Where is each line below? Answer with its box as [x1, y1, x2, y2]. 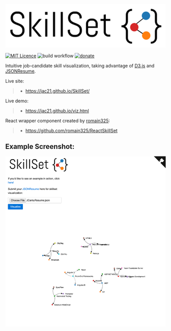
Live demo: [5, 98, 29, 104]
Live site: [5, 78, 24, 84]
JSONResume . [5, 68, 36, 74]
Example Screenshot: [5, 142, 75, 151]
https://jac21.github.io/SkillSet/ [25, 87, 90, 94]
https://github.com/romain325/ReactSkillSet [25, 127, 118, 134]
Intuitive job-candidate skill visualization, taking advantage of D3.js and [5, 62, 155, 69]
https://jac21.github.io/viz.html [25, 107, 89, 114]
